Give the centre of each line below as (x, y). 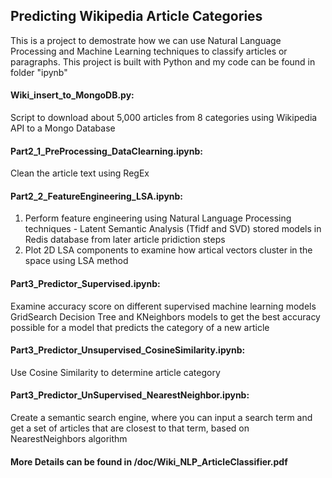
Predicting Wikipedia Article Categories (136, 16)
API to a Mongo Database (63, 128)
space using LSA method (76, 261)
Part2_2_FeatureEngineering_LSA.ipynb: (97, 196)
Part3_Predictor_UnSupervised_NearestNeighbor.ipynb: (130, 395)
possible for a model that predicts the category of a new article (140, 327)
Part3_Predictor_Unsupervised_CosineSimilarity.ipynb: (128, 350)
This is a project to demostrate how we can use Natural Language (146, 40)
